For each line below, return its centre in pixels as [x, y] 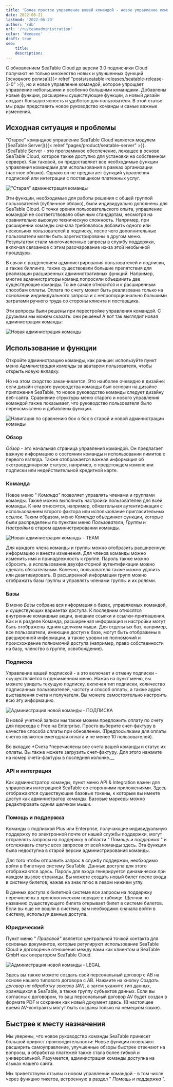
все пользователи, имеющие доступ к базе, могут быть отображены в [83, 632]
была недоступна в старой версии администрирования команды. [78, 850]
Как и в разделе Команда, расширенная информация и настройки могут [86, 621]
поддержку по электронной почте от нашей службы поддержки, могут [84, 834]
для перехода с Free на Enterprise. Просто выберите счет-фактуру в [81, 726]
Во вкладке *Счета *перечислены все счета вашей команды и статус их [86, 747]
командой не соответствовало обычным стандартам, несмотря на [79, 214]
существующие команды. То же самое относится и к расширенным [81, 285]
